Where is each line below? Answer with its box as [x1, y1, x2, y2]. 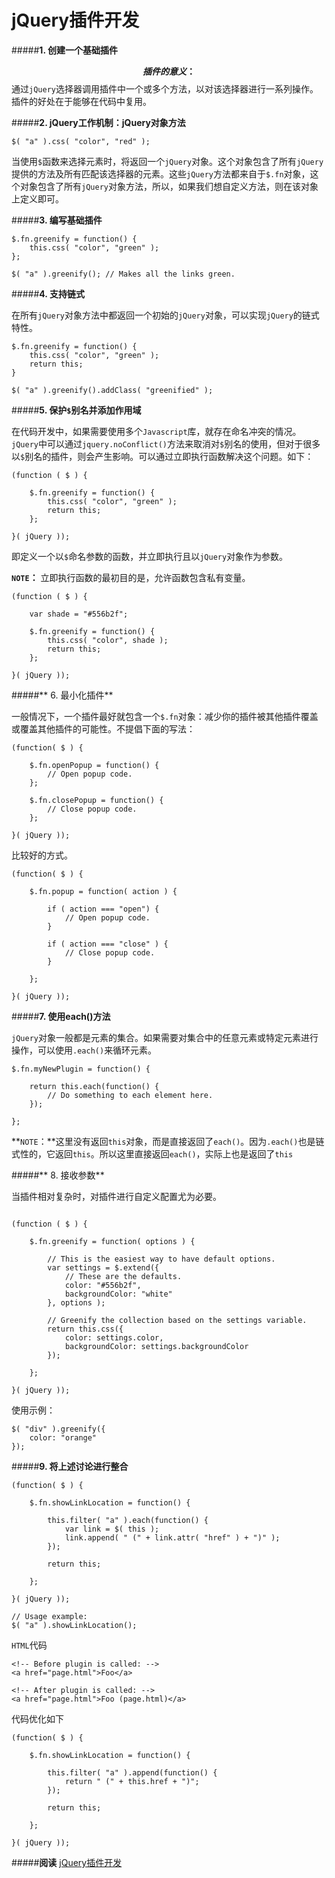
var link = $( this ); [64, 1524, 160, 1534]
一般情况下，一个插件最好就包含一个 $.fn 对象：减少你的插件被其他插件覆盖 [11, 710, 319, 722]
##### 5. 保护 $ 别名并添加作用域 [11, 404, 142, 416]
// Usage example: [11, 1611, 88, 1621]
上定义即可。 [11, 192, 64, 205]
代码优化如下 [11, 1712, 64, 1725]
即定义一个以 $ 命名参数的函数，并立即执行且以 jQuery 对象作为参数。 [11, 550, 289, 562]
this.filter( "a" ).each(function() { [47, 1515, 209, 1525]
